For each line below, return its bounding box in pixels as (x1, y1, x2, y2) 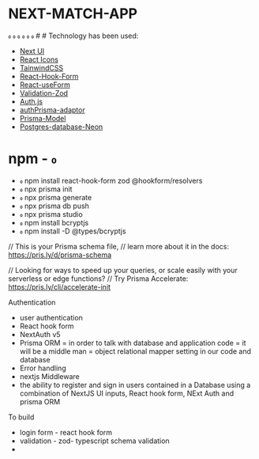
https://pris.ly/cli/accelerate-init (8, 282, 111, 291)
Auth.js (19, 97, 43, 106)
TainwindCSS (19, 63, 64, 72)
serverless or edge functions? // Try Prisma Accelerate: (8, 274, 189, 283)
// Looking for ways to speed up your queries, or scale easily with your (8, 265, 238, 275)
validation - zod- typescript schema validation (19, 436, 170, 446)
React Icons (19, 55, 59, 64)
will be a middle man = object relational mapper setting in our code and (19, 346, 251, 356)
